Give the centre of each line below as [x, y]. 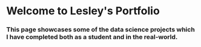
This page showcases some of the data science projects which [100, 30]
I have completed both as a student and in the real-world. [92, 37]
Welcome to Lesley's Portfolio [83, 11]
